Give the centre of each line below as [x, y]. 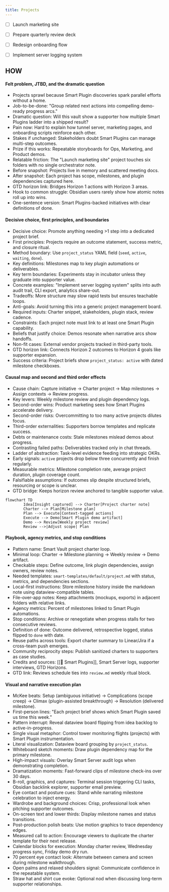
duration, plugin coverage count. [46, 475]
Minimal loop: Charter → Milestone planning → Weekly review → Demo [86, 555]
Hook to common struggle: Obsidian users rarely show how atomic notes [88, 192]
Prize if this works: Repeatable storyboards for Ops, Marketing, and [82, 149]
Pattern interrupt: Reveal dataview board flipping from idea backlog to [85, 723]
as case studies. [30, 657]
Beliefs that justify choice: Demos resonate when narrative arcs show [84, 333]
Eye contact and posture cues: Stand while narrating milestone [78, 793]
